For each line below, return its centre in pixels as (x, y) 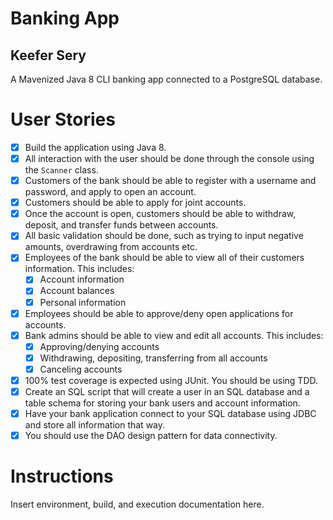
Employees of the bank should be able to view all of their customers (164, 258)
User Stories (63, 119)
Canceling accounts (81, 369)
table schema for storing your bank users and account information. (162, 403)
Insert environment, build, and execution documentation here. (137, 504)
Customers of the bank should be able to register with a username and (170, 181)
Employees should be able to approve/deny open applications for (159, 313)
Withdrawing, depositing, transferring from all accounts (153, 358)
